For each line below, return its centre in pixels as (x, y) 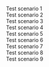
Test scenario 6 (25, 40)
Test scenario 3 (25, 21)
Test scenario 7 (24, 46)
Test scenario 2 (25, 15)
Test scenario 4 (25, 27)
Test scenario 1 (24, 9)
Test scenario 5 (25, 34)
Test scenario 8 (25, 52)
